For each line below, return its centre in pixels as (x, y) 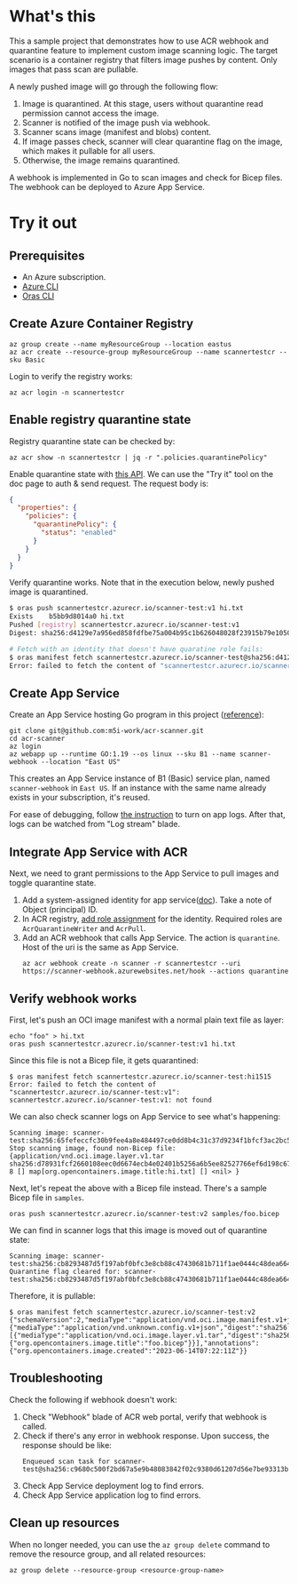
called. (34, 1426)
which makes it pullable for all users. (89, 151)
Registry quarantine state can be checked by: (92, 441)
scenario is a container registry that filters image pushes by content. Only (143, 60)
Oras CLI (38, 296)
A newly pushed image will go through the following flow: (114, 86)
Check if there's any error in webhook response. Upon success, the (145, 1436)
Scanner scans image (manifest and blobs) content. (116, 131)
